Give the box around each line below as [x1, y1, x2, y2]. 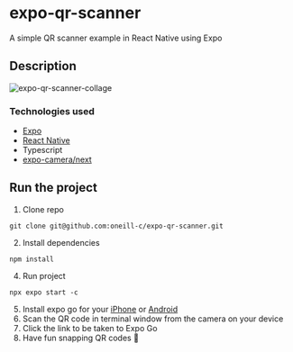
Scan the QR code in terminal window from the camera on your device [22, 313, 284, 324]
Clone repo [22, 203, 65, 214]
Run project [22, 270, 66, 281]
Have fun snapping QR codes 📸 [22, 332, 140, 343]
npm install [9, 255, 54, 264]
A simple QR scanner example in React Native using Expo [9, 32, 223, 43]
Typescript [22, 145, 63, 156]
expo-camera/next [22, 154, 92, 165]
